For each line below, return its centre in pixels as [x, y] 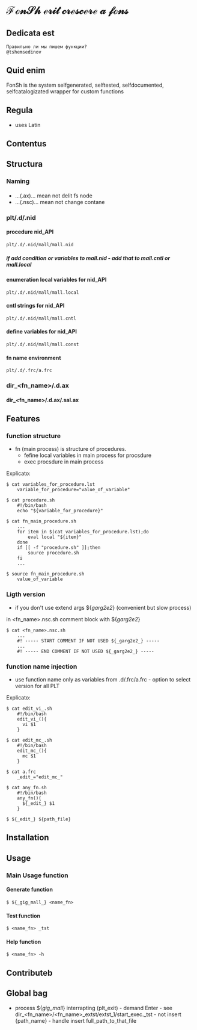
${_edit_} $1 [38, 804]
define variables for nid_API [41, 332]
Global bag [27, 994]
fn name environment [34, 358]
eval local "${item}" [55, 537]
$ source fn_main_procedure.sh [45, 574]
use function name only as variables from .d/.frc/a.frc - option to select [103, 680]
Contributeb [29, 973]
